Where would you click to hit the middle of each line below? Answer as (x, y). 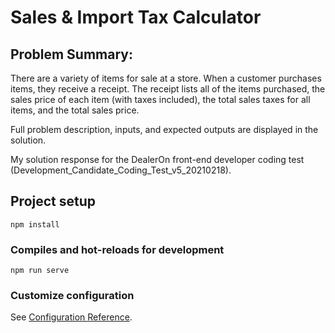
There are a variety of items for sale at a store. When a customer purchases (166, 78)
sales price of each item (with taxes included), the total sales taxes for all (160, 99)
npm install (35, 224)
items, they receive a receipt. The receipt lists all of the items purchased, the (168, 89)
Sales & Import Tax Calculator (136, 17)
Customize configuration (72, 296)
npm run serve (40, 271)
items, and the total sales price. (75, 110)
